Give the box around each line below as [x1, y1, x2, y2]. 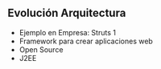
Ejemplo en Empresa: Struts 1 [19, 27, 116, 37]
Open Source [19, 44, 64, 55]
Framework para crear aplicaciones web [19, 36, 154, 46]
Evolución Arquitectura [7, 6, 126, 20]
